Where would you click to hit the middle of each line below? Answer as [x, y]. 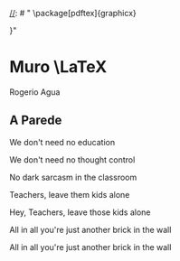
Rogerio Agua [35, 92]
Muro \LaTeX [58, 67]
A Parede [36, 121]
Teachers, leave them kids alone [70, 194]
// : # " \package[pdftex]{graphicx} [73, 13]
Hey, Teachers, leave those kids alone [80, 212]
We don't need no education [62, 142]
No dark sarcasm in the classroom [73, 177]
